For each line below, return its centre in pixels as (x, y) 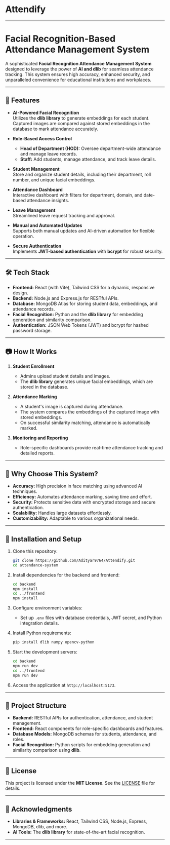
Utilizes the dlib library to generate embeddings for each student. (81, 118)
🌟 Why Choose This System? (52, 474)
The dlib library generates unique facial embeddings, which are (87, 381)
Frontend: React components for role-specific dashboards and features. (88, 728)
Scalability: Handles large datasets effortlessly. (62, 513)
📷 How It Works (31, 351)
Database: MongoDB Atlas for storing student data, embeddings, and (85, 303)
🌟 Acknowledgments (39, 809)
